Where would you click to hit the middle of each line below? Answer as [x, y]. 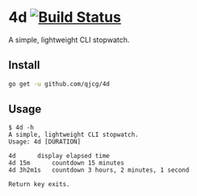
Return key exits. [39, 185]
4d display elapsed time [59, 156]
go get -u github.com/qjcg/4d [59, 84]
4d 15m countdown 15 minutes [67, 163]
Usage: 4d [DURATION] [45, 142]
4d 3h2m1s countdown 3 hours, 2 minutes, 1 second [99, 170]
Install [24, 65]
